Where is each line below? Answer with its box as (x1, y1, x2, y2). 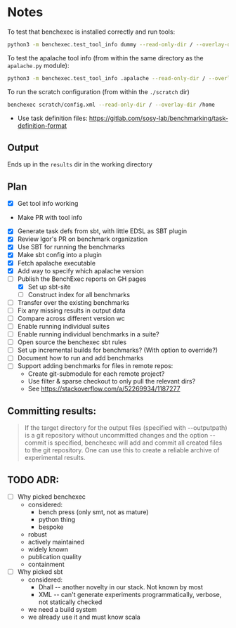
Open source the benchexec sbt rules (17, 338, 127, 346)
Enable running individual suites (17, 322, 110, 330)
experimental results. (24, 454, 86, 462)
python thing (38, 516, 76, 524)
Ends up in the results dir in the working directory (7, 160, 153, 169)
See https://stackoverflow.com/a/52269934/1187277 (27, 384, 181, 393)
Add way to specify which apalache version (17, 266, 144, 275)
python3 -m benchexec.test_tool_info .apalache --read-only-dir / (7, 74, 206, 81)
